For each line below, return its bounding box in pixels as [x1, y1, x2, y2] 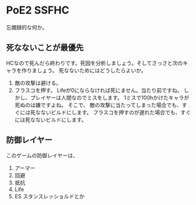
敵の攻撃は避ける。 [14, 79, 62, 86]
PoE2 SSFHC [6, 4, 69, 17]
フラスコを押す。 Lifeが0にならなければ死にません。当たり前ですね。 [14, 87, 182, 94]
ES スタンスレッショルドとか [14, 193, 85, 200]
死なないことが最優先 [6, 42, 84, 53]
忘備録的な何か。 [6, 24, 48, 31]
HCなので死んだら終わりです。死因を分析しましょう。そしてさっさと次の [6, 59, 183, 67]
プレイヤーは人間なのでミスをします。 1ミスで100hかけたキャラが [30, 94, 190, 101]
